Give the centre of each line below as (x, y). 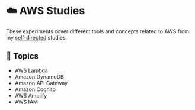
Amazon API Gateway (41, 83)
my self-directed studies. (37, 37)
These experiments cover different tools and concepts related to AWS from (98, 31)
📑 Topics (23, 56)
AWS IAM (26, 102)
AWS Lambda (31, 70)
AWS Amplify (31, 95)
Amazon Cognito (35, 89)
